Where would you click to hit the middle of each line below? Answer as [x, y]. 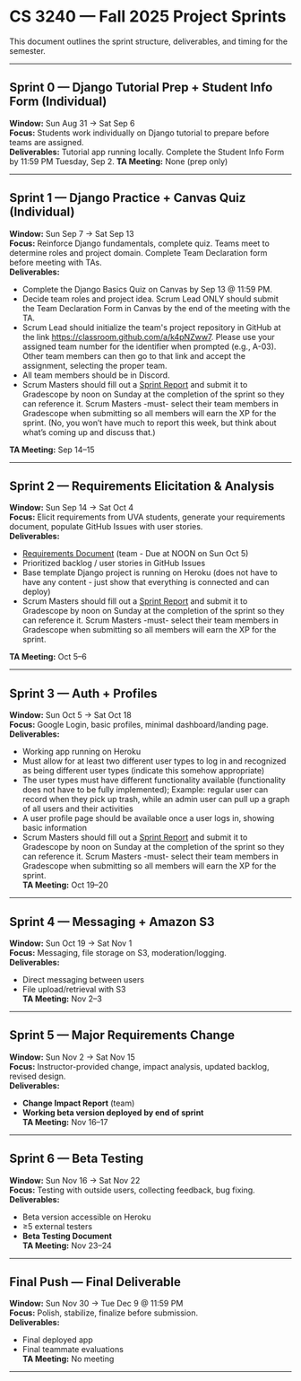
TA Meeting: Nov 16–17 [65, 1122]
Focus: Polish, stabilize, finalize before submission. [104, 1313]
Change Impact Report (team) [78, 1103]
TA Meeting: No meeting [68, 1359]
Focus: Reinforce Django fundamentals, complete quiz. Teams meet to [140, 243]
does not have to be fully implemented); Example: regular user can [145, 790]
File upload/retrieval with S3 [74, 989]
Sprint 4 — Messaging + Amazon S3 [112, 922]
